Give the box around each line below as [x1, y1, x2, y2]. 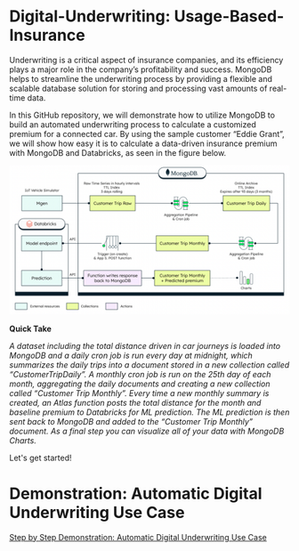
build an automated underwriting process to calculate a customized [9, 118, 256, 130]
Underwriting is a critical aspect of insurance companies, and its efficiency [9, 54, 284, 65]
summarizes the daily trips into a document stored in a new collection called [9, 359, 290, 370]
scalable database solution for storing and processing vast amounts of [9, 83, 268, 93]
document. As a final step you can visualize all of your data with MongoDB [9, 425, 285, 436]
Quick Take [9, 323, 52, 334]
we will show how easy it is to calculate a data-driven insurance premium [9, 138, 278, 149]
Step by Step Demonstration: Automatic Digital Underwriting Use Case [9, 531, 267, 542]
